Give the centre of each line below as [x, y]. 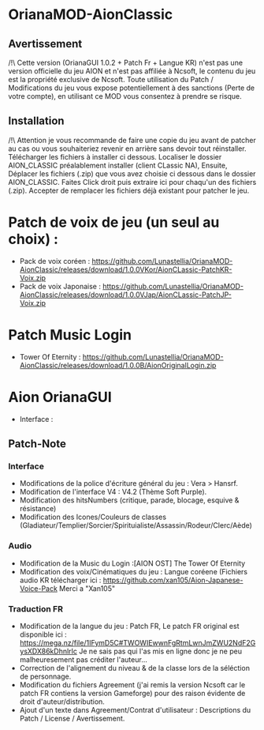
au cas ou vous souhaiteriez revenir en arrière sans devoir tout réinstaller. [127, 149]
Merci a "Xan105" [87, 588]
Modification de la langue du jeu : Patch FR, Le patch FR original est [129, 626]
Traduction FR [35, 608]
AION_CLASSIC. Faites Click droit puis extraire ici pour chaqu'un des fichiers [132, 182]
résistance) [38, 509]
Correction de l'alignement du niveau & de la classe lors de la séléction [135, 668]
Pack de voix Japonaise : [60, 286]
